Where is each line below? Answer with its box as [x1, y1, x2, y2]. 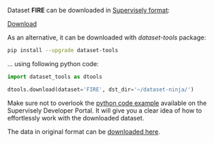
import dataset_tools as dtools [7, 73, 102, 80]
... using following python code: [7, 59, 99, 68]
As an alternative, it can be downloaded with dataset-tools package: [7, 33, 206, 42]
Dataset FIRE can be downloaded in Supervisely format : [7, 6, 170, 14]
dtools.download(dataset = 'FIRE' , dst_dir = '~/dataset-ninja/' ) [7, 86, 194, 93]
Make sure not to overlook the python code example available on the [7, 99, 207, 107]
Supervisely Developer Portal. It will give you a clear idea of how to [7, 106, 203, 115]
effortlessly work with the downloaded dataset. [7, 113, 145, 122]
